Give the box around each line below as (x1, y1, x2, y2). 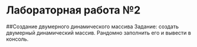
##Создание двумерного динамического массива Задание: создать (6, 23, 179, 30)
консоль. (6, 35, 29, 42)
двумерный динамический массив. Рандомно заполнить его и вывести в (6, 29, 192, 36)
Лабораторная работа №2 (6, 4, 141, 17)
